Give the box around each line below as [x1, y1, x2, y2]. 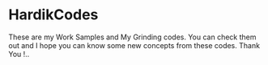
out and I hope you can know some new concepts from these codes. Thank [8, 40, 261, 50]
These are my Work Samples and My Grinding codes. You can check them [8, 32, 257, 42]
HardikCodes [8, 6, 99, 24]
